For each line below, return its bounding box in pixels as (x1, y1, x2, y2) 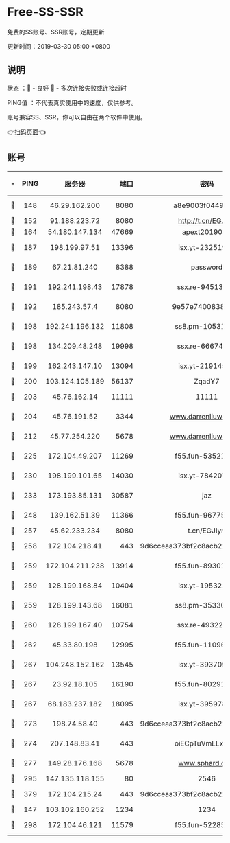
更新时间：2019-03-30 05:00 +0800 (7, 42, 111, 50)
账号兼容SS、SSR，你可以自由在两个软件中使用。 (7, 113, 146, 121)
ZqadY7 (194, 376, 220, 386)
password (190, 262, 223, 272)
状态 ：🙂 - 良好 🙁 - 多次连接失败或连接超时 (7, 84, 127, 92)
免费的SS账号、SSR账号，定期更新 (7, 27, 105, 36)
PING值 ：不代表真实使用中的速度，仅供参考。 (7, 98, 138, 106)
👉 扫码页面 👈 (7, 128, 47, 136)
